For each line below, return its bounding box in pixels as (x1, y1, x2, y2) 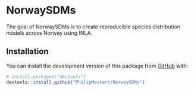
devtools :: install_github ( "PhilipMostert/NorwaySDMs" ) (6, 79, 145, 85)
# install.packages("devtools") (6, 73, 86, 80)
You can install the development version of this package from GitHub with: (6, 62, 189, 69)
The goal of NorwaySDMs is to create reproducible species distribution (6, 23, 180, 30)
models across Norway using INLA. (6, 29, 93, 36)
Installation (6, 47, 49, 57)
